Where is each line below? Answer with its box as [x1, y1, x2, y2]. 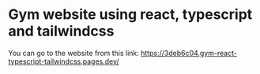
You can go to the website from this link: [8, 48, 140, 57]
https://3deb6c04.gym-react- [141, 48, 237, 57]
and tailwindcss [8, 22, 115, 40]
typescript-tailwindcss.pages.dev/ [8, 57, 120, 66]
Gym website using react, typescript [8, 6, 253, 24]
